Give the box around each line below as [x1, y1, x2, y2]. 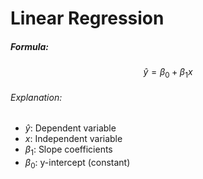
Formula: [10, 40, 50, 52]
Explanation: [10, 91, 63, 103]
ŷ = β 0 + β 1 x [143, 66, 193, 80]
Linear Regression [10, 7, 165, 30]
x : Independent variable [24, 133, 123, 145]
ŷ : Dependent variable [24, 122, 117, 134]
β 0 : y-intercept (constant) [24, 156, 131, 171]
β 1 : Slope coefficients [24, 143, 113, 157]
